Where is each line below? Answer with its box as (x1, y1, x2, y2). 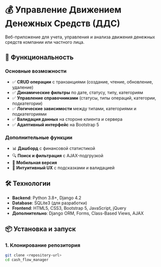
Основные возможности (5, 68, 67, 75)
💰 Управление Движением (5, 4, 122, 16)
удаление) (12, 84, 34, 90)
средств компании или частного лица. (5, 39, 85, 45)
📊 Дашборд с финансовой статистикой (12, 145, 96, 151)
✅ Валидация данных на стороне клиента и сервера (12, 116, 123, 122)
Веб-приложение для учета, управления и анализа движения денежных (5, 34, 155, 40)
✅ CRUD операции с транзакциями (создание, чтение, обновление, (12, 79, 153, 84)
